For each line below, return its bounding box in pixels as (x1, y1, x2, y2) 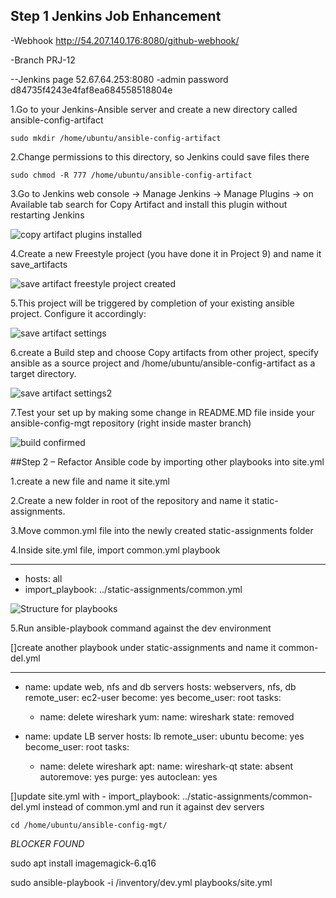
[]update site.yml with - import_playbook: (10, 790, 181, 802)
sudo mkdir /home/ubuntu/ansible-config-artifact (10, 133, 222, 143)
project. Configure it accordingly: (10, 307, 147, 319)
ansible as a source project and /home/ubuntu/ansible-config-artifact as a (10, 357, 316, 369)
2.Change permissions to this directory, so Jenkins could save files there (10, 150, 310, 163)
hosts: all (24, 572, 63, 584)
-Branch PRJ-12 (10, 54, 76, 66)
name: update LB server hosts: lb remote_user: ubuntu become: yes (24, 730, 305, 742)
